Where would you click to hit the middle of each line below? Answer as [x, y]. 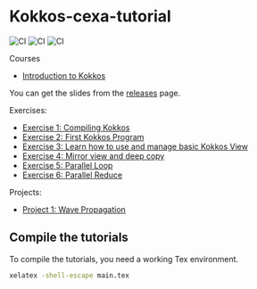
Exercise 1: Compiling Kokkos [76, 128]
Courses [25, 58]
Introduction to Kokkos [64, 75]
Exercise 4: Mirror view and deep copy [93, 156]
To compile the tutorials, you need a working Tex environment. [124, 259]
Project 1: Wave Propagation [74, 209]
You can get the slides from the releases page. [95, 93]
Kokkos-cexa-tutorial [90, 17]
